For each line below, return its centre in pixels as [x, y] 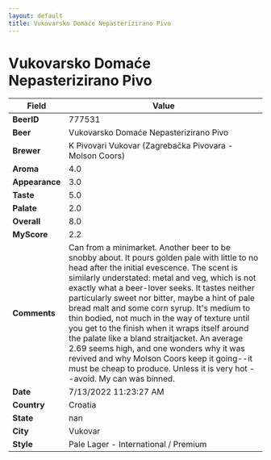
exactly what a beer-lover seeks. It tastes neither [162, 288]
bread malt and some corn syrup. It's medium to [159, 308]
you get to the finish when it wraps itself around [158, 328]
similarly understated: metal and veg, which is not [162, 278]
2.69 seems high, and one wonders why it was [156, 349]
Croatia [82, 405]
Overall [27, 221]
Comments [34, 313]
